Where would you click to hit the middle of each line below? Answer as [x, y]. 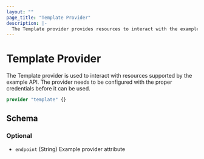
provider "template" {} [36, 100]
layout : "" [20, 12]
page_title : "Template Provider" [49, 18]
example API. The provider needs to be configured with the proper [89, 82]
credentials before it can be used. [49, 89]
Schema [22, 119]
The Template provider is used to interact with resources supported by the [99, 76]
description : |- [27, 23]
